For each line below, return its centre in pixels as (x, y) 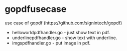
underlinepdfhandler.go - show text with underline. (65, 38)
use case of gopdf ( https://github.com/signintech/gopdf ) (63, 23)
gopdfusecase (36, 9)
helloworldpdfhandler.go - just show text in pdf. (61, 32)
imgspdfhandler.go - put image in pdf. (51, 43)
